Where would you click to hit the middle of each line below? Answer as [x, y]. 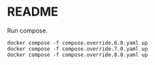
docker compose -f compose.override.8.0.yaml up [77, 55]
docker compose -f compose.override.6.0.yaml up [77, 43]
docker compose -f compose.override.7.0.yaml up [77, 49]
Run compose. [27, 30]
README [33, 12]
